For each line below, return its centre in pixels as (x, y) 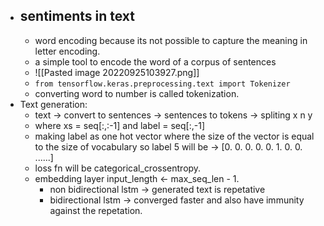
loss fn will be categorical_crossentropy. (118, 168)
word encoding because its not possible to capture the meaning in (171, 40)
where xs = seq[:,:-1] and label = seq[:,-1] (120, 125)
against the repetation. (96, 210)
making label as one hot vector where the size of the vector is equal (174, 136)
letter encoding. (67, 51)
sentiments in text (77, 16)
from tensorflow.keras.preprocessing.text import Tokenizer (162, 84)
